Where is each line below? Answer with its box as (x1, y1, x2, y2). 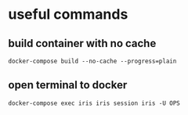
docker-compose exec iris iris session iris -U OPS (8, 99, 180, 107)
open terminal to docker (8, 78, 128, 92)
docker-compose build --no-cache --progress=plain (8, 57, 177, 65)
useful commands (8, 5, 128, 23)
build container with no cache (8, 37, 157, 50)
